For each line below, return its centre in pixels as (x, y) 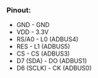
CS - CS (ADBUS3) (43, 54)
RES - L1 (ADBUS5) (43, 47)
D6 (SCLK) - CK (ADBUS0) (54, 68)
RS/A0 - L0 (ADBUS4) (47, 39)
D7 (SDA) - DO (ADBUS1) (51, 61)
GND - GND (33, 25)
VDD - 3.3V (33, 32)
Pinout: (19, 10)
